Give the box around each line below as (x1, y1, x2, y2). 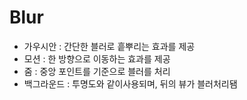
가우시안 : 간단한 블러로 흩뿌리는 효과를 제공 (23, 40, 196, 52)
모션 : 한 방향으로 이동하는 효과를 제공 (23, 52, 171, 65)
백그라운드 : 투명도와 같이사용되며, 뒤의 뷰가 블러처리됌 (23, 77, 238, 90)
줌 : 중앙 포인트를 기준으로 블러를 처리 (23, 65, 171, 77)
